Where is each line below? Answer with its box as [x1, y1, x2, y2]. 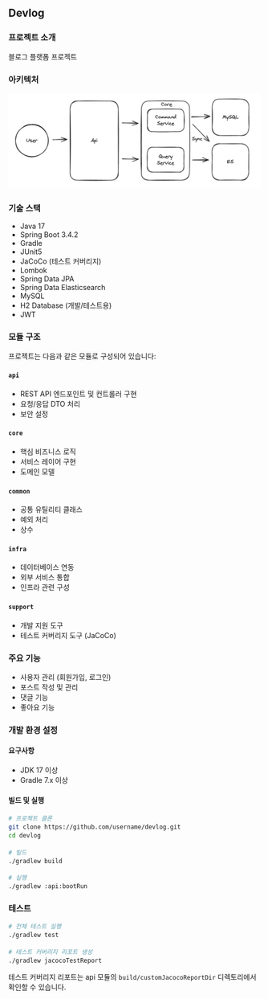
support [8, 603, 35, 611]
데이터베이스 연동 [19, 563, 75, 572]
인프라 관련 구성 [19, 583, 70, 592]
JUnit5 [19, 247, 43, 256]
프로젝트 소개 [8, 32, 56, 43]
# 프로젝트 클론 [8, 815, 53, 823]
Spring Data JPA [19, 274, 75, 284]
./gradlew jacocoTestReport [8, 956, 103, 964]
